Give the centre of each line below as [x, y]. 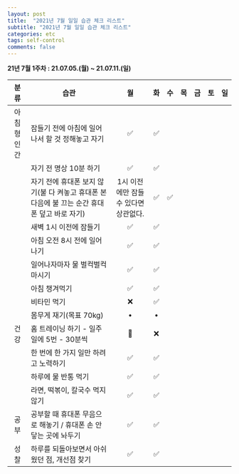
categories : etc [31, 34]
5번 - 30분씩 [67, 339]
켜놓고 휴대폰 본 [82, 192]
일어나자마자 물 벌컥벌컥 [69, 264]
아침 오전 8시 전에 [59, 241]
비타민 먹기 [48, 302]
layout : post [27, 14]
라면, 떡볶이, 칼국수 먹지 [69, 390]
